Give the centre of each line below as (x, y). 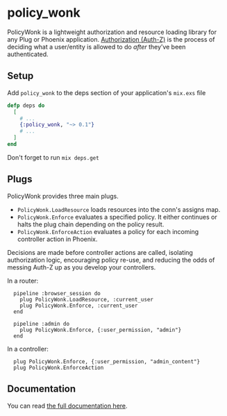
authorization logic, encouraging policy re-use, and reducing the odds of (111, 260)
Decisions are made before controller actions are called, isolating (100, 252)
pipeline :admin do (42, 324)
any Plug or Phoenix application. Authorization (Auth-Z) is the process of (111, 39)
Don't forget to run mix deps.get (53, 157)
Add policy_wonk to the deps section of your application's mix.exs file (107, 92)
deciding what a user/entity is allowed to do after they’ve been (96, 47)
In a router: (23, 281)
